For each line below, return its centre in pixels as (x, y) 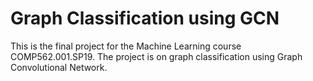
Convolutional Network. (59, 67)
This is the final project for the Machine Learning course (126, 46)
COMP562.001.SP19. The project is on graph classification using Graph (156, 56)
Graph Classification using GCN (145, 18)
